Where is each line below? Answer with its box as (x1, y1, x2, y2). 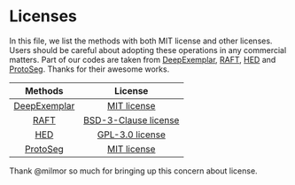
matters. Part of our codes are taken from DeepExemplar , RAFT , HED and (9, 54, 276, 65)
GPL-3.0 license (97, 128, 166, 141)
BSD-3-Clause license (83, 113, 180, 126)
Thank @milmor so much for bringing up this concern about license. (9, 166, 259, 176)
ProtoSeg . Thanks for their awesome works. (9, 64, 170, 74)
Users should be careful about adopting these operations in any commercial (9, 44, 287, 55)
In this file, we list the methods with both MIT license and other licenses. (9, 35, 273, 46)
